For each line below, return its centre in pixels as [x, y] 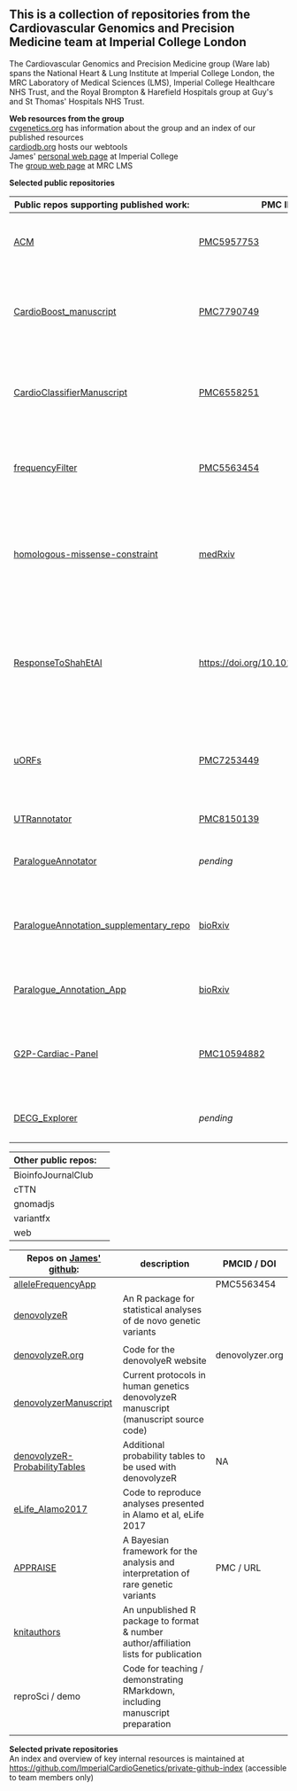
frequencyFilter [46, 467]
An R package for [159, 1298]
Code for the [148, 1349]
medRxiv [217, 554]
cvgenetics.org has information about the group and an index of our [133, 128]
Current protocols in [164, 1374]
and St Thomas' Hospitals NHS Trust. [77, 101]
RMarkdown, [148, 1690]
